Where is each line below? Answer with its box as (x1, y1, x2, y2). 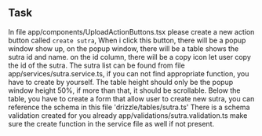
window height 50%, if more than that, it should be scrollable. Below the (8, 86, 241, 95)
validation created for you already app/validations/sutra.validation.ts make (8, 110, 248, 120)
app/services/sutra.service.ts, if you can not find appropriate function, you (8, 68, 249, 78)
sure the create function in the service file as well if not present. (8, 119, 214, 128)
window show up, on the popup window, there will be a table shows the (8, 43, 239, 53)
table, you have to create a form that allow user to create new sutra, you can (8, 94, 255, 103)
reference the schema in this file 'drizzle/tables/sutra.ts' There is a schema (8, 102, 250, 112)
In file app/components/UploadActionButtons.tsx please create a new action (8, 27, 255, 36)
